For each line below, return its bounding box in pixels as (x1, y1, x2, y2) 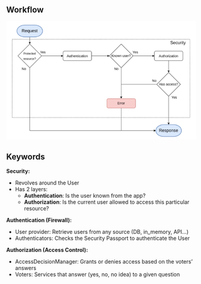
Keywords (6, 151, 45, 162)
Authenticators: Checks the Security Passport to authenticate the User (14, 235, 190, 242)
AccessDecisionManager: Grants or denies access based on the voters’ (14, 258, 193, 265)
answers (14, 265, 37, 272)
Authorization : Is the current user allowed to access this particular (23, 198, 190, 206)
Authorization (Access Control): (6, 247, 88, 254)
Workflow (6, 5, 44, 15)
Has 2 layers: (14, 186, 48, 193)
